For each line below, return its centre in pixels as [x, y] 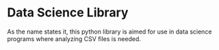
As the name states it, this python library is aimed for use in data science [109, 32]
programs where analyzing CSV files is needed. [74, 38]
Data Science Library [68, 13]
